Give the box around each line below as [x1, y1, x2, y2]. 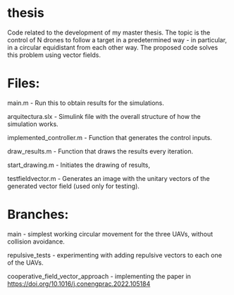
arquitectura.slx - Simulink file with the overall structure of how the [7, 112, 201, 120]
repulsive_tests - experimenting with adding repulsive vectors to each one [7, 251, 222, 259]
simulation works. [7, 120, 58, 128]
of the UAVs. [7, 258, 44, 267]
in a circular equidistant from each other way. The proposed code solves [7, 43, 218, 51]
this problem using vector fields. [7, 51, 101, 59]
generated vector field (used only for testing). [7, 182, 140, 190]
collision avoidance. [7, 237, 65, 246]
